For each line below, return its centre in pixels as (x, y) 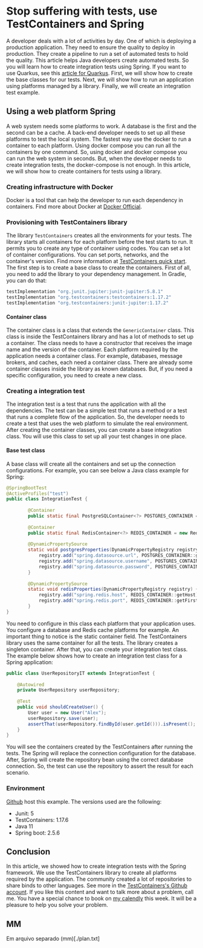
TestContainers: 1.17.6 (42, 819)
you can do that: (27, 281)
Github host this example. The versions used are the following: (84, 801)
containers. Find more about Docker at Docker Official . (74, 207)
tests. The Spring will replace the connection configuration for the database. (101, 753)
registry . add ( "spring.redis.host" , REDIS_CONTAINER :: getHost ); (120, 595)
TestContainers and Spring (75, 24)
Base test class (26, 451)
